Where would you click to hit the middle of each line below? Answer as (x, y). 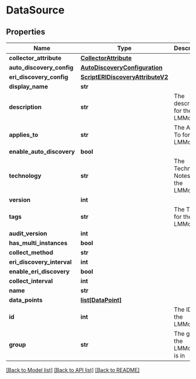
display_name (29, 87)
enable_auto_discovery (42, 151)
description (25, 107)
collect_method (31, 252)
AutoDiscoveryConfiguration (122, 68)
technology (25, 176)
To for (182, 135)
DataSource (35, 10)
